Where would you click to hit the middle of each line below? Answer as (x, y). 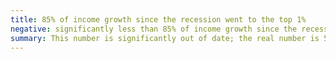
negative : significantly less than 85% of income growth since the (154, 29)
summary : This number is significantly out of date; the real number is (165, 38)
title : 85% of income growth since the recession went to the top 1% (158, 19)
